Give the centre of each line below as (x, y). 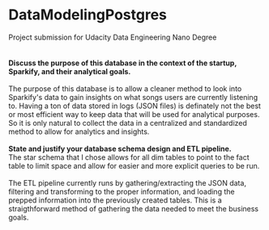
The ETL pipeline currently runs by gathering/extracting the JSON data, (128, 182)
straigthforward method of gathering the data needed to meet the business (134, 208)
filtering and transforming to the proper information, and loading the (122, 191)
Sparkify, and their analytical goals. (70, 71)
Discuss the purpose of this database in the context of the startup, (123, 63)
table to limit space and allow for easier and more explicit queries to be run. (134, 165)
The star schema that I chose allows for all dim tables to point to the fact (129, 157)
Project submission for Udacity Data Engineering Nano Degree (113, 37)
